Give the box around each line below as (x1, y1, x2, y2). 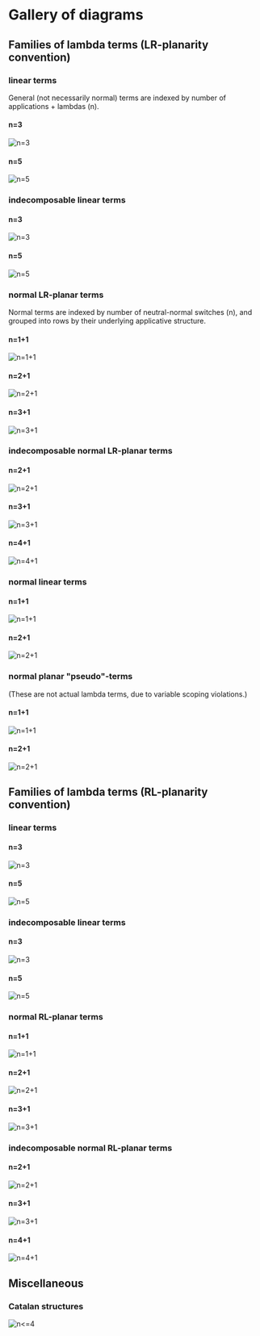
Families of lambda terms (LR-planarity (8, 38, 209, 52)
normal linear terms (8, 576, 87, 587)
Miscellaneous (8, 1276, 84, 1290)
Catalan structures (8, 1300, 84, 1312)
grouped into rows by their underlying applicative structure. (8, 316, 207, 325)
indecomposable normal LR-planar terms (8, 446, 173, 457)
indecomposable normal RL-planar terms (8, 1142, 173, 1154)
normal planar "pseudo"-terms (8, 671, 133, 682)
